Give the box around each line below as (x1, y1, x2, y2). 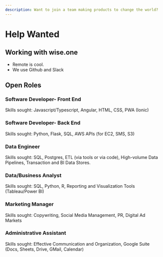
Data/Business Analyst (5, 172, 62, 179)
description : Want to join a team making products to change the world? (5, 7, 159, 12)
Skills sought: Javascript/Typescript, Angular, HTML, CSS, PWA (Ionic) (5, 107, 149, 113)
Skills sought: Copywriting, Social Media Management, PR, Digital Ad (5, 212, 146, 218)
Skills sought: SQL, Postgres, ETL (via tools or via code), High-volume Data (5, 154, 159, 160)
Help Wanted (5, 28, 59, 40)
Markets (5, 217, 22, 223)
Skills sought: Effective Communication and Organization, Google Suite (5, 241, 150, 247)
